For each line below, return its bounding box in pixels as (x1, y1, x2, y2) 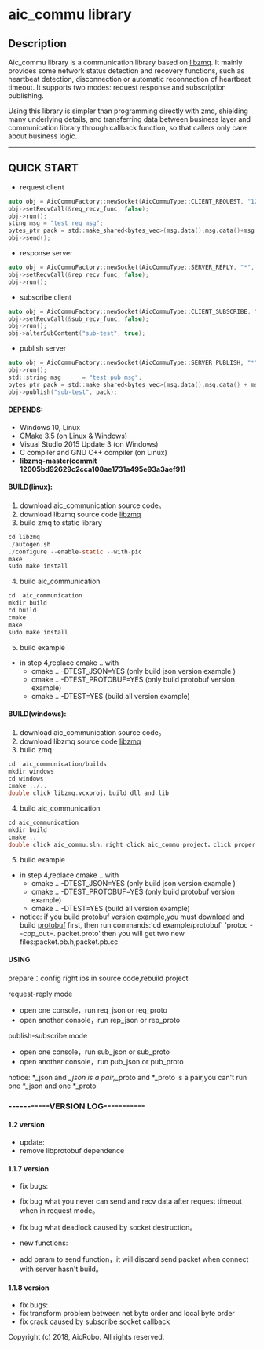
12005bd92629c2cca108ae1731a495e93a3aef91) (19, 464, 186, 473)
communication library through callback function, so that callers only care (8, 123, 247, 132)
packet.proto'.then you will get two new (57, 928, 185, 938)
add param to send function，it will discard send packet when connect (19, 1255, 249, 1264)
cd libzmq (8, 533, 41, 541)
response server (19, 248, 73, 258)
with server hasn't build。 (19, 1264, 104, 1274)
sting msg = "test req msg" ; (8, 219, 104, 227)
